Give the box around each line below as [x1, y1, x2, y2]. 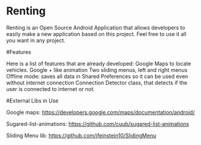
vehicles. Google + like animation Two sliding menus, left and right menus [6, 66, 188, 73]
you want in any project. [6, 37, 66, 44]
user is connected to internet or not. [6, 85, 95, 92]
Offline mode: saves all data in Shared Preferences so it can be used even [6, 72, 188, 80]
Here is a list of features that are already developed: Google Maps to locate [6, 60, 191, 67]
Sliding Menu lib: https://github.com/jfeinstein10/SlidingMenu [6, 132, 157, 139]
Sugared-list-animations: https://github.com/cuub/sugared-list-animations [6, 120, 190, 127]
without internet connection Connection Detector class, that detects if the [6, 79, 187, 86]
